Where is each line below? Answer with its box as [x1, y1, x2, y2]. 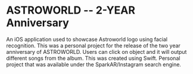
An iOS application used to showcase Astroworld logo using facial [6, 36, 168, 43]
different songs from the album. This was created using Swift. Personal [6, 54, 180, 62]
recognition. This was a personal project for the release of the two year [6, 42, 180, 49]
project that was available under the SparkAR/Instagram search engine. [6, 60, 182, 68]
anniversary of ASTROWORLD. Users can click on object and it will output [6, 48, 187, 55]
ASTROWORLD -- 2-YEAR [6, 4, 136, 17]
